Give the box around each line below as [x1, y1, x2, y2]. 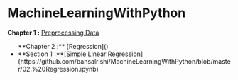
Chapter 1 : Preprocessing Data [7, 28, 99, 37]
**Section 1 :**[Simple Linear [17, 50, 107, 58]
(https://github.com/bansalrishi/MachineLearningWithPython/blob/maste [17, 57, 231, 65]
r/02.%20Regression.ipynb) [17, 64, 99, 73]
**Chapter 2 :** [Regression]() [17, 42, 109, 50]
